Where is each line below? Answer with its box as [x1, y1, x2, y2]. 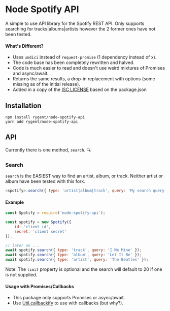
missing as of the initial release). [12, 81, 80, 87]
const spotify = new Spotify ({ [5, 220, 72, 225]
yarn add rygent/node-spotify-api [5, 119, 79, 124]
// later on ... [5, 243, 40, 248]
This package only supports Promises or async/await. [12, 295, 125, 301]
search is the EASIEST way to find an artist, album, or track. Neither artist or [5, 173, 163, 179]
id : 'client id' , [14, 224, 51, 229]
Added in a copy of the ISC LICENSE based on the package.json [12, 86, 147, 92]
